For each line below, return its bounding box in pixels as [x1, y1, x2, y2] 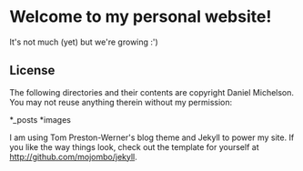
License [9, 63, 56, 78]
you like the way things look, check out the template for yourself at [9, 141, 259, 152]
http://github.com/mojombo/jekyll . [9, 151, 138, 162]
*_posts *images [9, 114, 71, 125]
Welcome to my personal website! [9, 6, 272, 27]
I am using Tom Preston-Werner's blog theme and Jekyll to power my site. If [9, 132, 295, 143]
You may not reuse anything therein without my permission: [9, 96, 233, 107]
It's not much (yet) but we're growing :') [9, 36, 159, 47]
